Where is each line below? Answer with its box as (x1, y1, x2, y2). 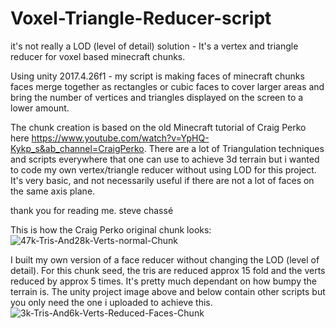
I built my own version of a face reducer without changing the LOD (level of (10, 253, 320, 266)
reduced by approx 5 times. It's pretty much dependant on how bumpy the (10, 275, 317, 287)
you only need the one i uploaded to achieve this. (10, 296, 213, 308)
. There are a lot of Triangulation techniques (143, 142, 325, 154)
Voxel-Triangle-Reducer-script (10, 7, 272, 30)
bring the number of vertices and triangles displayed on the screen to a (10, 91, 304, 103)
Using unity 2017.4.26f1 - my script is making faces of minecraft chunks (10, 70, 305, 82)
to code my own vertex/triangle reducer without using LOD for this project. (10, 163, 317, 176)
